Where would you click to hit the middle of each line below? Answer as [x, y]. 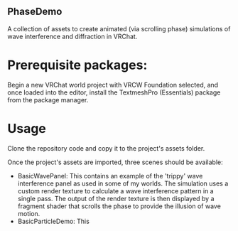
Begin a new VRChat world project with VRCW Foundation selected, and [113, 85]
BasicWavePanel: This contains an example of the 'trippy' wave [110, 176]
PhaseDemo [35, 12]
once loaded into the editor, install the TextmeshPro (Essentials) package [114, 92]
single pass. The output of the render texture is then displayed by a [116, 198]
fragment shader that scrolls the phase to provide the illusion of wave [119, 206]
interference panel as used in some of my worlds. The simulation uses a [123, 183]
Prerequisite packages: [77, 65]
